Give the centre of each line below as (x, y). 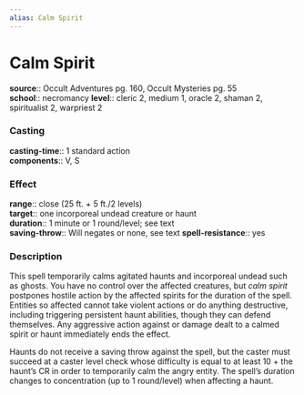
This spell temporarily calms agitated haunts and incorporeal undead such (149, 276)
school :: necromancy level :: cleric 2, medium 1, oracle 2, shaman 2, (137, 97)
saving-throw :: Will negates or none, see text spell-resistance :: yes (137, 233)
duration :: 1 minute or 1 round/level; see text (92, 223)
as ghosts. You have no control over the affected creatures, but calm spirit (149, 286)
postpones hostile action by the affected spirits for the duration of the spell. (151, 296)
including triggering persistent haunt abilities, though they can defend (140, 315)
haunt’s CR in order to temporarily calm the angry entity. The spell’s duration (152, 371)
